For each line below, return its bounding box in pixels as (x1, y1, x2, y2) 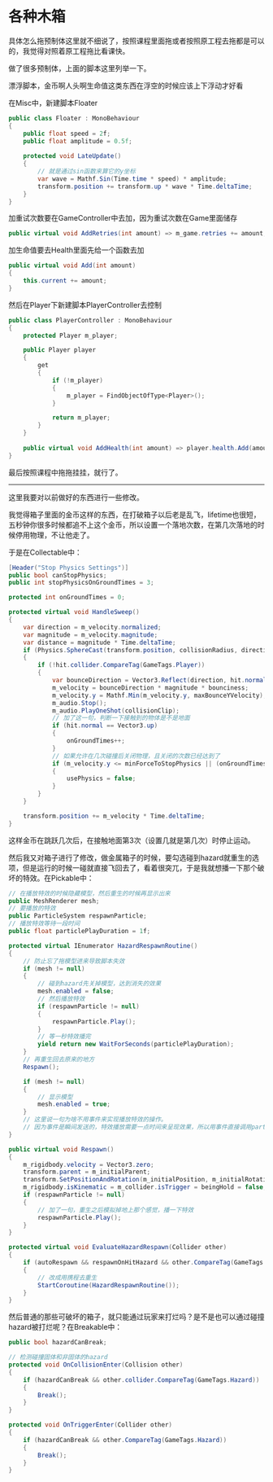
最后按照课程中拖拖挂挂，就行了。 (8, 467, 123, 477)
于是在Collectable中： (8, 547, 83, 557)
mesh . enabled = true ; (37, 1100, 111, 1108)
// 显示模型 (37, 1093, 73, 1101)
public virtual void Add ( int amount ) (8, 261, 136, 270)
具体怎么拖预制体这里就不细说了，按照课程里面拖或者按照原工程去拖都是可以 (8, 36, 265, 46)
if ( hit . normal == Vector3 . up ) (51, 721, 158, 730)
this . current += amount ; (23, 277, 107, 285)
